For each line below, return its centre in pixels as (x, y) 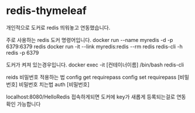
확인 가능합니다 (23, 104)
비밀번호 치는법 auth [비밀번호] (54, 84)
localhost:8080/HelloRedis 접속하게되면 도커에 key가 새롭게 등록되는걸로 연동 (96, 97)
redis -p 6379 (23, 52)
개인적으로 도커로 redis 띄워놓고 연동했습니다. (58, 27)
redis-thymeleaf (46, 11)
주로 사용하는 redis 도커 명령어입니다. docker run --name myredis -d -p (90, 40)
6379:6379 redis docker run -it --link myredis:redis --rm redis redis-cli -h (94, 46)
